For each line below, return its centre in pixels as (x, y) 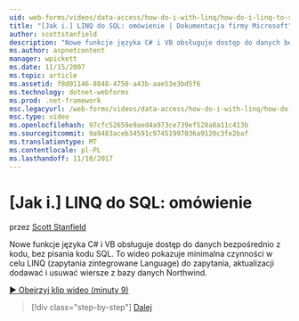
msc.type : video (39, 117)
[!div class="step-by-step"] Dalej (92, 308)
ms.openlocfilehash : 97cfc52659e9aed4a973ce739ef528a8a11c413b (129, 126)
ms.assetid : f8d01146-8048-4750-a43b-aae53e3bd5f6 (105, 84)
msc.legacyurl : (37, 109)
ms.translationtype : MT (53, 142)
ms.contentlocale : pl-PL (55, 150)
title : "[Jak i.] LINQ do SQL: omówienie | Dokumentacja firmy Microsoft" (151, 26)
